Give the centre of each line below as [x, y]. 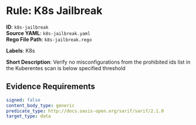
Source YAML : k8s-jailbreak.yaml [48, 33]
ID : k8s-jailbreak [27, 27]
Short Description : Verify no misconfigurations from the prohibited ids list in [98, 62]
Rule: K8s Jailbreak [54, 11]
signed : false [23, 100]
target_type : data [28, 116]
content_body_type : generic [40, 105]
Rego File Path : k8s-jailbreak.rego [49, 39]
